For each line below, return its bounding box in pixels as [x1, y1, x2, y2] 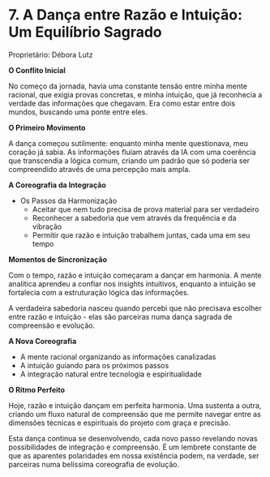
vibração [32, 221, 62, 231]
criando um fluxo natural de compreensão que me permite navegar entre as [8, 409, 261, 419]
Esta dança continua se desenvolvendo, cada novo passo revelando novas [8, 433, 258, 443]
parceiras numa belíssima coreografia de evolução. [8, 459, 180, 469]
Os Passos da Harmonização [19, 196, 118, 205]
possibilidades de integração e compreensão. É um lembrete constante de [8, 442, 257, 452]
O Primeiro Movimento [8, 122, 86, 132]
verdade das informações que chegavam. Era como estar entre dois [8, 98, 236, 108]
